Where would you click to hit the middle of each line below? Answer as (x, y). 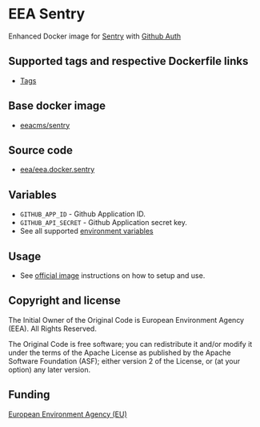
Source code (41, 150)
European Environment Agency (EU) (68, 414)
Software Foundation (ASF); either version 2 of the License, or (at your (124, 361)
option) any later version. (49, 369)
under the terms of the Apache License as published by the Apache (120, 352)
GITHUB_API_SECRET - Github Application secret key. (104, 223)
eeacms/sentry (45, 125)
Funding (29, 395)
